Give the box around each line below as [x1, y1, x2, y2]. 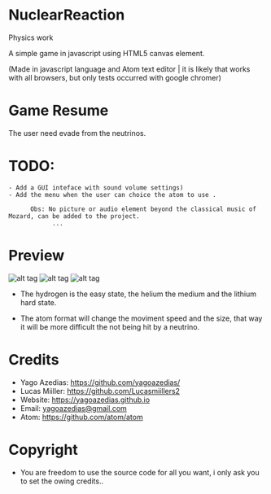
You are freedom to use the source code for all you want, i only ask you [20, 467, 260, 477]
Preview [8, 247, 65, 264]
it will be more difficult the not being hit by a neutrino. [20, 321, 200, 331]
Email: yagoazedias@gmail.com [20, 403, 128, 413]
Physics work [8, 33, 54, 42]
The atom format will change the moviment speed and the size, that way [20, 313, 263, 323]
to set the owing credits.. [20, 476, 104, 486]
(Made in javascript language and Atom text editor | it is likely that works [8, 63, 251, 74]
